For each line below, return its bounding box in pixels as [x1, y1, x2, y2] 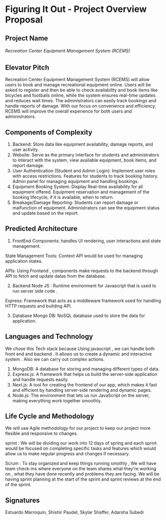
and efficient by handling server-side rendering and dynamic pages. [12, 387, 152, 393]
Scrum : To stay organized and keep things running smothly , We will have [5, 460, 157, 467]
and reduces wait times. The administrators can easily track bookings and [5, 98, 157, 104]
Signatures [5, 496, 40, 505]
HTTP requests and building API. [5, 303, 72, 309]
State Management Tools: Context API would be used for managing [5, 253, 143, 259]
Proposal [5, 14, 43, 25]
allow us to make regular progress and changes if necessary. [5, 451, 130, 457]
